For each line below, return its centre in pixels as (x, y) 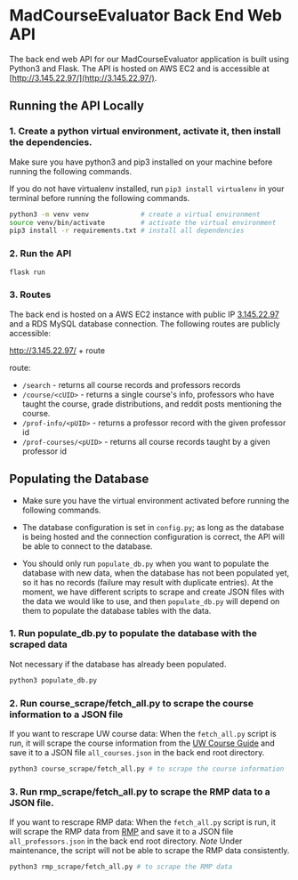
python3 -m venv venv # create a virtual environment (135, 214)
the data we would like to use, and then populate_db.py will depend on (151, 601)
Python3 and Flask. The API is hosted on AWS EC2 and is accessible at (139, 69)
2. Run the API (40, 254)
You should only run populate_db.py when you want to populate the (145, 563)
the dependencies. (51, 142)
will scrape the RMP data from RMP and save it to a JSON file (121, 832)
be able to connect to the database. (87, 546)
